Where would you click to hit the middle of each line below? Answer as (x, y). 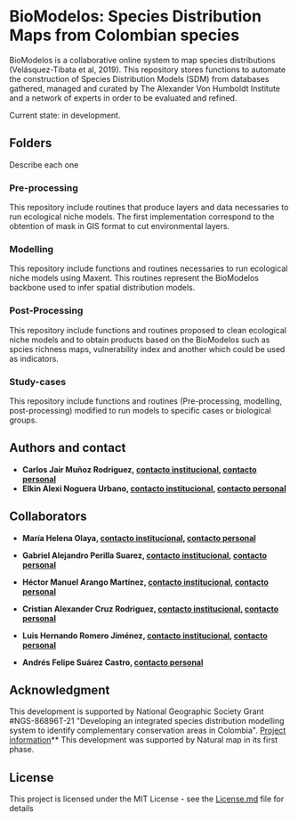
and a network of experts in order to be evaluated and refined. (123, 98)
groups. (24, 420)
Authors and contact (68, 448)
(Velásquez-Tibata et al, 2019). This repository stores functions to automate (148, 70)
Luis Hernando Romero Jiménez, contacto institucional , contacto (145, 636)
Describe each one (44, 164)
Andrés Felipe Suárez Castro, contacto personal (113, 662)
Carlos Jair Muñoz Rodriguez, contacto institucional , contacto (139, 469)
